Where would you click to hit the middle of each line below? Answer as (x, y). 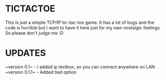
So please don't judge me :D (34, 33)
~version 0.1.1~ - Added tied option (41, 72)
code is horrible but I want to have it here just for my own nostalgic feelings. (83, 27)
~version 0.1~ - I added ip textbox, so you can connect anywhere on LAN (80, 67)
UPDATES (26, 53)
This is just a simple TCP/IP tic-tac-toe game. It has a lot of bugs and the (80, 22)
